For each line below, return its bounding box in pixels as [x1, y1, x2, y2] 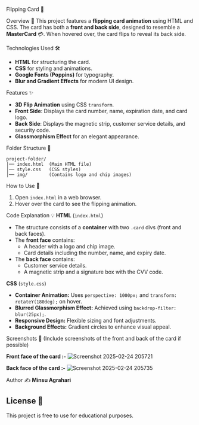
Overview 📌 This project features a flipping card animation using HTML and [6, 17, 194, 24]
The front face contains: [14, 236, 76, 244]
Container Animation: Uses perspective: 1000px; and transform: [14, 292, 178, 299]
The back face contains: [14, 256, 76, 263]
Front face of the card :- [6, 353, 67, 360]
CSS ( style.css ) [6, 280, 46, 287]
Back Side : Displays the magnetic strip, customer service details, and [14, 120, 186, 127]
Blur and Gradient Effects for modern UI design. [14, 78, 134, 84]
